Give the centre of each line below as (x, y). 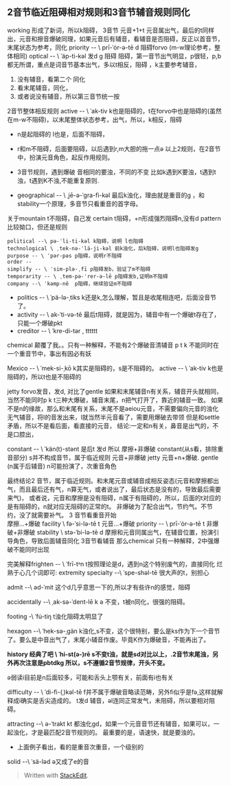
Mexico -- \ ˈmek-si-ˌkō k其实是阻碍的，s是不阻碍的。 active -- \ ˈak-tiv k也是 (115, 368)
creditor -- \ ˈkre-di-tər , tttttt (57, 330)
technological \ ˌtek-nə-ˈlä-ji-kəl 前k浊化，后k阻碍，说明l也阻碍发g (103, 248)
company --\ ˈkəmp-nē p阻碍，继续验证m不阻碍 (70, 284)
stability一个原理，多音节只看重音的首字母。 (79, 203)
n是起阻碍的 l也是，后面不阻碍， (62, 134)
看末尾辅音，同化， (44, 87)
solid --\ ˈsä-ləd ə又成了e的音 (48, 761)
